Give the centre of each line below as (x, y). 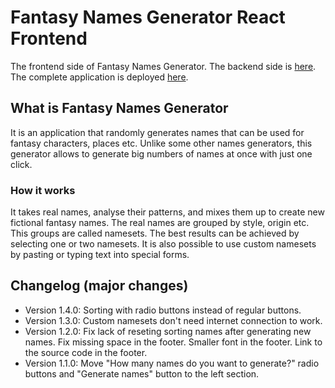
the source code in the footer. (86, 352)
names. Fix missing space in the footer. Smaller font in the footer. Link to (173, 342)
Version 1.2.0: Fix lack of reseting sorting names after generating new (168, 331)
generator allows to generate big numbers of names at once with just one (161, 153)
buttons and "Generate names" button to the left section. (142, 373)
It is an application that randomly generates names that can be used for (157, 132)
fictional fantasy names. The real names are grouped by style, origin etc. (160, 223)
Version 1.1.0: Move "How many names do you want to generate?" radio (172, 363)
